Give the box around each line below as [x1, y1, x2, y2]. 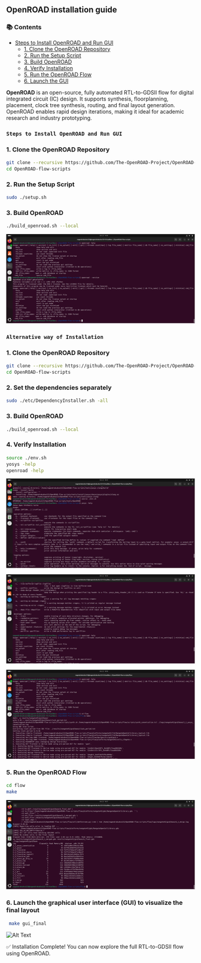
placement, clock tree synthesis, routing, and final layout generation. [6, 101, 175, 108]
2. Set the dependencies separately [6, 383, 112, 392]
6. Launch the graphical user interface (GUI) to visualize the [6, 898, 183, 907]
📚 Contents [6, 23, 42, 32]
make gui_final [8, 920, 47, 926]
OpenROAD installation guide [6, 5, 118, 15]
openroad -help [6, 467, 44, 474]
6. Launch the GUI [23, 77, 69, 84]
